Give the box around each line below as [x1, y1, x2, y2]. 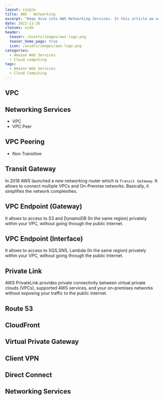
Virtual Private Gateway [5, 337, 79, 346]
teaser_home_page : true [9, 39, 58, 44]
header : [5, 30, 21, 35]
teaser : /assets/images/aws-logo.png [9, 35, 86, 40]
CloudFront [5, 321, 41, 329]
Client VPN [5, 354, 39, 362]
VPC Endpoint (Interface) [5, 234, 83, 243]
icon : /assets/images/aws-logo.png [9, 43, 82, 48]
